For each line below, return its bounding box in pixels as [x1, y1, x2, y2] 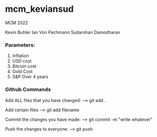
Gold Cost [12, 68, 33, 74]
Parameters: [5, 41, 35, 48]
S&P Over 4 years [12, 74, 48, 80]
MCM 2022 [5, 20, 28, 26]
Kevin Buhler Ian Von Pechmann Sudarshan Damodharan [5, 29, 121, 35]
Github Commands [5, 86, 51, 93]
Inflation [12, 53, 29, 59]
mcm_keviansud [5, 3, 74, 15]
